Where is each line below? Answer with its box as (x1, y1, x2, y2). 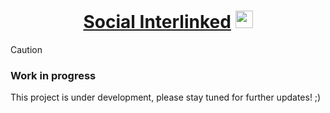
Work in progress (10, 68, 97, 82)
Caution (10, 43, 43, 55)
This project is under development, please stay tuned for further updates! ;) (10, 91, 322, 104)
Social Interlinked (83, 11, 232, 34)
